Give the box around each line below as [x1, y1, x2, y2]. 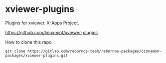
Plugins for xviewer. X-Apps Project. [5, 20, 79, 26]
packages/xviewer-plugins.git [5, 53, 68, 58]
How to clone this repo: [5, 39, 53, 45]
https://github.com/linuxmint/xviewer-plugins [5, 29, 98, 35]
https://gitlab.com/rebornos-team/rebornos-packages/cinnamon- [27, 49, 162, 54]
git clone [5, 49, 26, 54]
